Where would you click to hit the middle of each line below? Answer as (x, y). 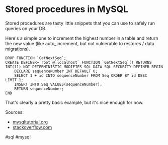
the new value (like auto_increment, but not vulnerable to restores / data (80, 43)
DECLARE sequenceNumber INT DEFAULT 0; (56, 71)
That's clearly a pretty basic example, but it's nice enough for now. (74, 102)
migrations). (18, 49)
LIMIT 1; (14, 80)
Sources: (15, 112)
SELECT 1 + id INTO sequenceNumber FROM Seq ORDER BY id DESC (81, 76)
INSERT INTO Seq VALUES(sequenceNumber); (58, 84)
